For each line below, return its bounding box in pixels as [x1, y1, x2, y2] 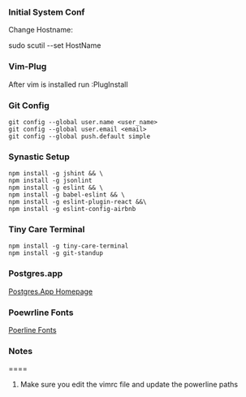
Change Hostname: [8, 25, 73, 35]
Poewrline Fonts [8, 307, 74, 318]
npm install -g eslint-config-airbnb [8, 205, 136, 214]
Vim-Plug [8, 61, 47, 72]
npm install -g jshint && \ [8, 170, 104, 178]
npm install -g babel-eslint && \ [8, 191, 126, 199]
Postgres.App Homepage [8, 287, 93, 296]
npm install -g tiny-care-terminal [8, 242, 129, 250]
